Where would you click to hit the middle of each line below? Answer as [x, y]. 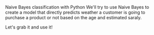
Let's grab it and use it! [29, 27]
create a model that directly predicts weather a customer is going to [75, 12]
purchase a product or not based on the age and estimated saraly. [73, 17]
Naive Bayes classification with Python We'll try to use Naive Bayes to [77, 7]
